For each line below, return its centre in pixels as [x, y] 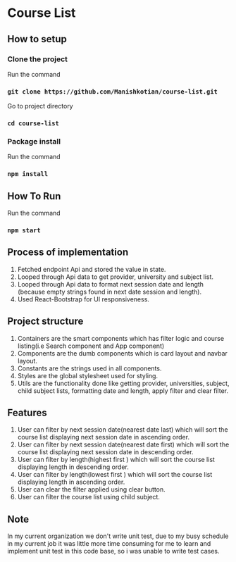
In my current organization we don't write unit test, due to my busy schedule [118, 536]
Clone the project [38, 59]
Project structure [45, 321]
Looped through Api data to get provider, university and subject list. [115, 277]
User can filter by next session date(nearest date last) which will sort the [123, 430]
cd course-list [33, 124]
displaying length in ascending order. [71, 482]
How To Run [34, 196]
